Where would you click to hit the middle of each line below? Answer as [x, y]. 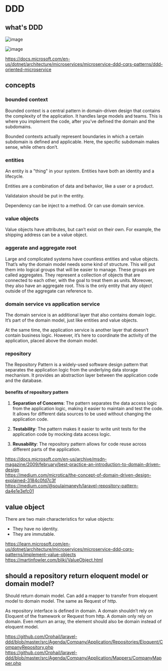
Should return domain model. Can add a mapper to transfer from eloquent [81, 596]
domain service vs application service [53, 304]
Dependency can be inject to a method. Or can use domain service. [75, 205]
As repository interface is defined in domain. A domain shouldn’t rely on [79, 611]
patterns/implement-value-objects [41, 555]
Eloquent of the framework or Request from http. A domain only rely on [78, 616]
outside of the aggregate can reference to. [49, 291]
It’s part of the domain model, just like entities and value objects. [72, 320]
